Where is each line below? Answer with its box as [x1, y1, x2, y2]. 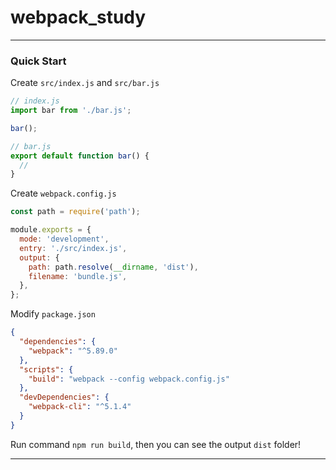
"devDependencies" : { [19, 392, 110, 403]
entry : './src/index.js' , [19, 243, 128, 253]
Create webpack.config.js [10, 187, 117, 200]
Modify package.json [10, 308, 96, 320]
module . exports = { [10, 225, 92, 235]
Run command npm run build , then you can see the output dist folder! [10, 438, 302, 450]
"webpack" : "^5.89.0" [28, 346, 118, 356]
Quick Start [10, 54, 67, 68]
